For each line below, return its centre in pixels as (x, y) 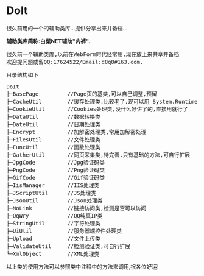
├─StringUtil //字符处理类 (54, 223)
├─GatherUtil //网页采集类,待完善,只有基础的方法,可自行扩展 (98, 155)
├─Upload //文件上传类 (54, 239)
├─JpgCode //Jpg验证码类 (56, 162)
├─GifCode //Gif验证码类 (56, 178)
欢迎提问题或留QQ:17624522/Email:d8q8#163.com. (75, 62)
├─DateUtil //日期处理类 (54, 124)
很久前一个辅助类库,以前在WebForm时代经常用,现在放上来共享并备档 (93, 54)
